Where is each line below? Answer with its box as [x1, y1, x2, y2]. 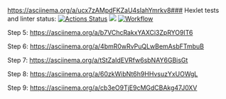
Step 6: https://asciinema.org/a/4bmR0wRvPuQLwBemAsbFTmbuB [7, 42, 205, 51]
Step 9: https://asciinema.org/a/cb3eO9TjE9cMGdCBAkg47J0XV [7, 83, 198, 92]
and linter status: [7, 14, 57, 23]
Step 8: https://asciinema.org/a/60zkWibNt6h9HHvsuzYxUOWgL [7, 70, 198, 78]
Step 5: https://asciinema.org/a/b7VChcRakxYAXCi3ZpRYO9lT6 [7, 28, 193, 36]
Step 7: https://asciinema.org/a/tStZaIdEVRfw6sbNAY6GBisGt [7, 56, 188, 64]
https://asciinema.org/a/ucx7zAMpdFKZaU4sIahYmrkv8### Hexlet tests [7, 6, 220, 14]
